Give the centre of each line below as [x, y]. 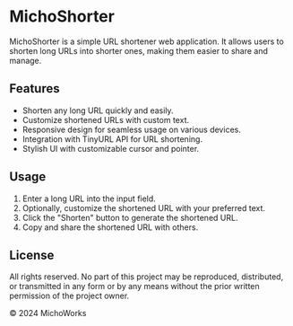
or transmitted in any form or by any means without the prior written [134, 286]
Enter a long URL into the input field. [89, 198]
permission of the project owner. [69, 296]
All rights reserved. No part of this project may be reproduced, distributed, [146, 277]
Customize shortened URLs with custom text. [106, 119]
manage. [26, 60]
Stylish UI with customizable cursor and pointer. [111, 148]
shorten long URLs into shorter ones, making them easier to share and [139, 50]
